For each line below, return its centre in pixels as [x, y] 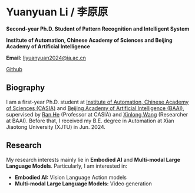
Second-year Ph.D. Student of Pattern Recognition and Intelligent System [98, 29]
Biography [26, 88]
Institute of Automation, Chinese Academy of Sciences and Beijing [89, 40]
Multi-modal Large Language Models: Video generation [83, 184]
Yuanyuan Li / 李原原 [57, 12]
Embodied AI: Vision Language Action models [70, 177]
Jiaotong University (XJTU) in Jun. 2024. [56, 127]
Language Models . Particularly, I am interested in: [67, 166]
